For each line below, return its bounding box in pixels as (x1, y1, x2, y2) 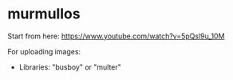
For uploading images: (7, 46, 81, 56)
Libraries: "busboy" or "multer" (18, 62, 121, 72)
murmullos (7, 5, 81, 23)
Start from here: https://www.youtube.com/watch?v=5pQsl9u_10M (7, 31, 225, 41)
